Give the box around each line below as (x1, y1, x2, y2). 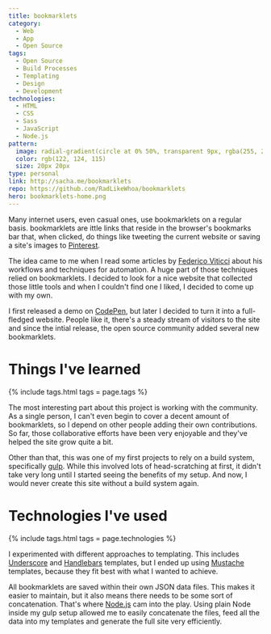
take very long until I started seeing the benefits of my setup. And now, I (8, 470, 248, 480)
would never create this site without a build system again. (8, 478, 199, 488)
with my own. (8, 290, 53, 300)
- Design (15, 79, 45, 87)
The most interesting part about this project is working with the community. (8, 402, 258, 412)
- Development (15, 87, 63, 95)
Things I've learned (8, 360, 141, 378)
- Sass (15, 117, 38, 125)
